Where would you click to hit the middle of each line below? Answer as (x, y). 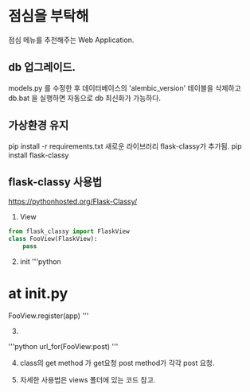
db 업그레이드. (42, 67)
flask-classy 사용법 (55, 182)
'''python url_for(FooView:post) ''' (63, 346)
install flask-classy (39, 155)
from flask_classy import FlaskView (69, 231)
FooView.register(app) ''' (49, 316)
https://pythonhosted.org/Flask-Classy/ (73, 202)
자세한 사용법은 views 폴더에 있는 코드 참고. (88, 379)
